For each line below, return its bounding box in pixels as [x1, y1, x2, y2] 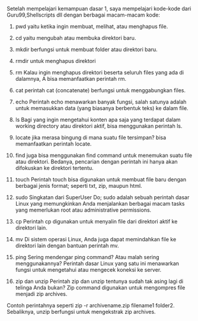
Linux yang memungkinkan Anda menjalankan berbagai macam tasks [15, 200, 186, 207]
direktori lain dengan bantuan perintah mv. [15, 242, 119, 249]
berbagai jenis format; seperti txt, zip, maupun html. [15, 182, 142, 189]
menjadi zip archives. [15, 291, 68, 297]
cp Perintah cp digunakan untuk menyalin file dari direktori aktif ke [15, 218, 178, 225]
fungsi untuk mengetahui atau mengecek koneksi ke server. [15, 266, 162, 273]
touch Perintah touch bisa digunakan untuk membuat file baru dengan [15, 176, 186, 183]
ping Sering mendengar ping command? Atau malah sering [15, 254, 159, 260]
